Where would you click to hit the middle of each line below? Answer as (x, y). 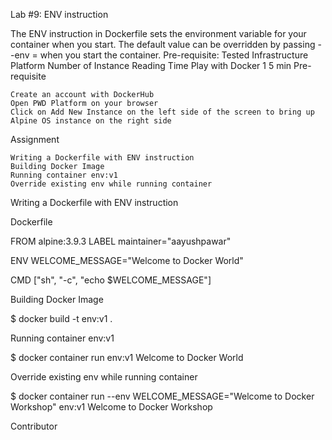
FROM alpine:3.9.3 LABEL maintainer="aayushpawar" (121, 241)
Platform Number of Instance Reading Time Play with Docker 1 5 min (151, 65)
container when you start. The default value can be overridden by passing (163, 44)
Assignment (35, 139)
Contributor (34, 426)
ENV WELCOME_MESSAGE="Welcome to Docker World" (127, 260)
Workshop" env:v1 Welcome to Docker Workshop (111, 407)
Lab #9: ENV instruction (59, 14)
